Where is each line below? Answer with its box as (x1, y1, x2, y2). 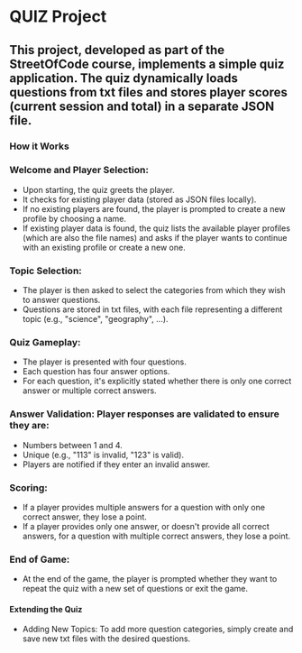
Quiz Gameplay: (9, 336, 81, 349)
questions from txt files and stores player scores (9, 84, 288, 100)
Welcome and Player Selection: (9, 164, 149, 177)
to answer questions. (22, 295, 101, 306)
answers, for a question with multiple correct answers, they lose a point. (22, 530, 291, 541)
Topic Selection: (9, 264, 83, 277)
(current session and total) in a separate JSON (9, 98, 275, 114)
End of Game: (9, 553, 70, 566)
